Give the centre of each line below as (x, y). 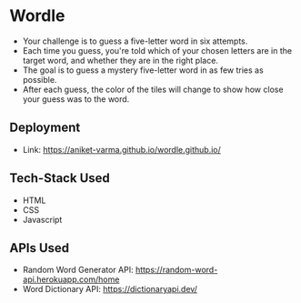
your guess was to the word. (76, 99)
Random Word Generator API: (78, 270)
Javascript (42, 219)
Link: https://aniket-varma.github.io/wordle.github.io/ (121, 149)
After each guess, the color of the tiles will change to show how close (153, 89)
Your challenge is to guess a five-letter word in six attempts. (135, 41)
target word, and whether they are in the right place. (120, 60)
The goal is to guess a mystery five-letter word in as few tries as (143, 70)
